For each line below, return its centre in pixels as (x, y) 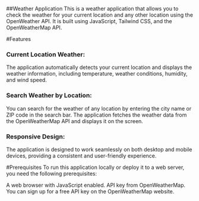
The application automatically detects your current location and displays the (99, 67)
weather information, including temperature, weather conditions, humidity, (97, 74)
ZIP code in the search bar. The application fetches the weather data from (97, 115)
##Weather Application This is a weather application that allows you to (92, 9)
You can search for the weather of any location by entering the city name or (99, 108)
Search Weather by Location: (49, 96)
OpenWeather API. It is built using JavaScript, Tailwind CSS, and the (89, 21)
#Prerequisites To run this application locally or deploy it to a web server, (95, 167)
